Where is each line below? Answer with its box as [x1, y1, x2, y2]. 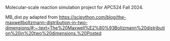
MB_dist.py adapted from [5, 14, 58, 20]
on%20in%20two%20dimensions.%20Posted [5, 30, 101, 36]
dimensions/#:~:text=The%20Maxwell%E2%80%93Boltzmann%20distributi [5, 25, 165, 31]
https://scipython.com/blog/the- [59, 14, 126, 20]
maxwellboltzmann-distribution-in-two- [5, 20, 88, 25]
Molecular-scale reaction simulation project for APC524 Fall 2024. [5, 5, 144, 10]
